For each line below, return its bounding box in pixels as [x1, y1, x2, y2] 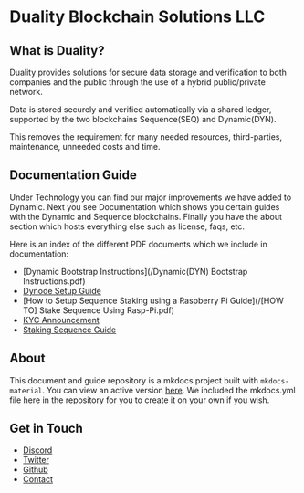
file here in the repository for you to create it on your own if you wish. [9, 394, 270, 405]
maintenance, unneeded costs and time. [9, 142, 161, 152]
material [9, 386, 43, 395]
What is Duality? [9, 43, 105, 58]
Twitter [22, 455, 50, 466]
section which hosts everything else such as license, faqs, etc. [9, 221, 245, 232]
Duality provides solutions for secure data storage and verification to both [9, 67, 288, 78]
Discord [22, 445, 53, 456]
